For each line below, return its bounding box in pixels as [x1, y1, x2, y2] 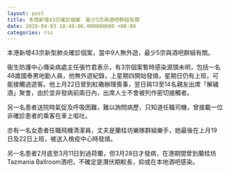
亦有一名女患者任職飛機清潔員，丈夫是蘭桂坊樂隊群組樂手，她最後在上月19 [7, 126, 218, 134]
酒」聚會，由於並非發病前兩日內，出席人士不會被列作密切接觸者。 [7, 89, 193, 97]
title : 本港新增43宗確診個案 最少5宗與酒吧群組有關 [7, 16, 140, 23]
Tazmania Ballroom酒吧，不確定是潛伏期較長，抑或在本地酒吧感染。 [7, 158, 199, 166]
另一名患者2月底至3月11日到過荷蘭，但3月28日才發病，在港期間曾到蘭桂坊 [7, 149, 217, 158]
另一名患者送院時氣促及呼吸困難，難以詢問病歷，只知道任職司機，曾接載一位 [7, 103, 223, 111]
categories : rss [7, 29, 53, 36]
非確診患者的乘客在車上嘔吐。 [7, 112, 91, 120]
